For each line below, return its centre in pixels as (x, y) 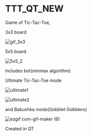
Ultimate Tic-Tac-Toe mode (33, 80)
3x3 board (16, 32)
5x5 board (16, 51)
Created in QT (19, 129)
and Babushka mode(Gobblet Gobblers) (46, 109)
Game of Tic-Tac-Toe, (28, 22)
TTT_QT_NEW (34, 9)
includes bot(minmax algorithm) (38, 71)
